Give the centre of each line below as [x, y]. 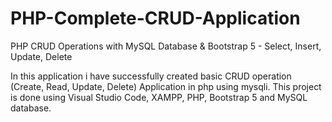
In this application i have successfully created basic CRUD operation [151, 76]
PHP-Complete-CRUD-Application [155, 18]
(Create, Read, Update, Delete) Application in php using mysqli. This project [166, 86]
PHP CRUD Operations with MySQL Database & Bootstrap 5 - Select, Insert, [166, 46]
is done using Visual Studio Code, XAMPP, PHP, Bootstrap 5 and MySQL [159, 97]
